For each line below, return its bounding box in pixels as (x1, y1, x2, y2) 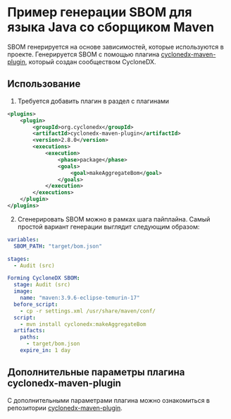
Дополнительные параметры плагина (7, 366, 185, 378)
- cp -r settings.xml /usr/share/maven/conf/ (20, 308, 156, 315)
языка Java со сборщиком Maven (7, 19, 215, 35)
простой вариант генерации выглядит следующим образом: (17, 222, 200, 231)
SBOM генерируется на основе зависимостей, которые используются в (7, 42, 224, 51)
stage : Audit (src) (13, 281, 71, 289)
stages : (7, 255, 30, 262)
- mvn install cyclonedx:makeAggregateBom (20, 320, 146, 328)
